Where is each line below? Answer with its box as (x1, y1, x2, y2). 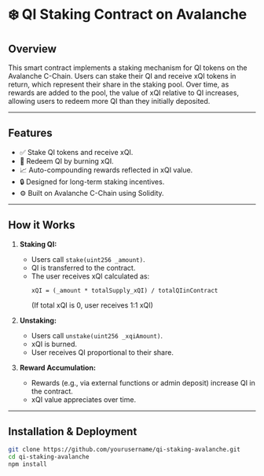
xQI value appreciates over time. (31, 394, 136, 404)
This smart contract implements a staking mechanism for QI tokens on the (8, 63, 247, 72)
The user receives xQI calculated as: (31, 271, 150, 281)
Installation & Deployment (8, 425, 137, 438)
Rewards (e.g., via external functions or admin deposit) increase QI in (31, 378, 255, 387)
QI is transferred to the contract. (31, 263, 136, 272)
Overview (8, 42, 57, 55)
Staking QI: (19, 239, 57, 249)
